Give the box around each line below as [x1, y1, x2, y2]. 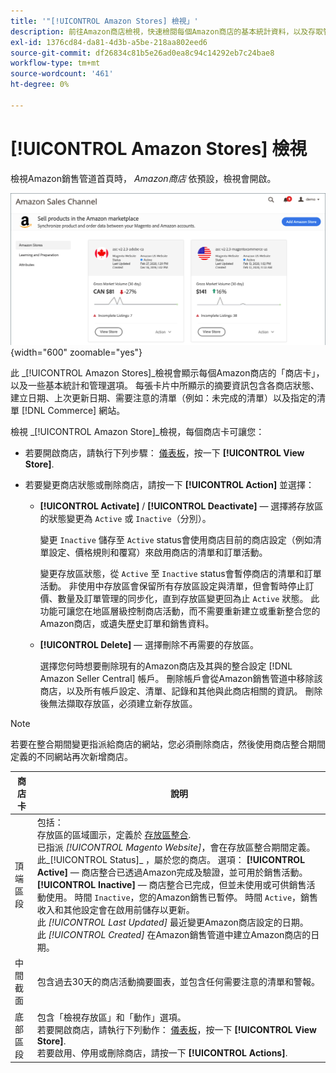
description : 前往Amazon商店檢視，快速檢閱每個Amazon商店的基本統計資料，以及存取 [10, 26, 324, 37]
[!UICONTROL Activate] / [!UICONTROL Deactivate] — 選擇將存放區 [39, 500, 324, 512]
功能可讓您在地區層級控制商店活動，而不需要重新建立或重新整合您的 [39, 605, 321, 617]
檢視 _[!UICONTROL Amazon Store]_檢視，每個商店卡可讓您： [10, 426, 265, 438]
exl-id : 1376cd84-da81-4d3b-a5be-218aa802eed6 [10, 37, 208, 47]
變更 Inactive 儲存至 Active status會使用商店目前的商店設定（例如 [39, 534, 313, 546]
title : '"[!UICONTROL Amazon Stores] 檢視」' [10, 16, 199, 26]
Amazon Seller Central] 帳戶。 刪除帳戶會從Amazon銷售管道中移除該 [39, 673, 323, 685]
